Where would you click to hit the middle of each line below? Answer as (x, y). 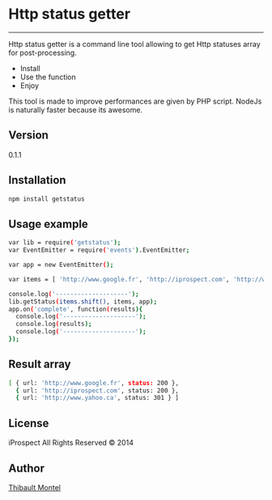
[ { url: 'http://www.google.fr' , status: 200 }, (94, 383)
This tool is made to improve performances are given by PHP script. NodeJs (135, 101)
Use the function (48, 77)
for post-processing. (42, 53)
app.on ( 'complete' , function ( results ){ (76, 309)
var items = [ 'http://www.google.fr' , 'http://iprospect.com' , (119, 279)
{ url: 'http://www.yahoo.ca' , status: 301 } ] (98, 398)
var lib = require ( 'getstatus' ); (65, 243)
